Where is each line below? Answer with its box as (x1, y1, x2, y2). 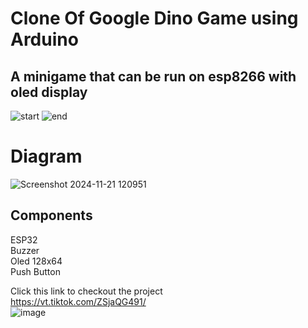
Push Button (10, 265, 61, 277)
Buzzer (10, 244, 40, 256)
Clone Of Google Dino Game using (10, 7, 299, 30)
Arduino (10, 28, 79, 51)
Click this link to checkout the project (10, 285, 163, 297)
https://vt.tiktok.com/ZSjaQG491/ (10, 295, 147, 307)
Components (10, 207, 93, 224)
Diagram (10, 145, 83, 168)
